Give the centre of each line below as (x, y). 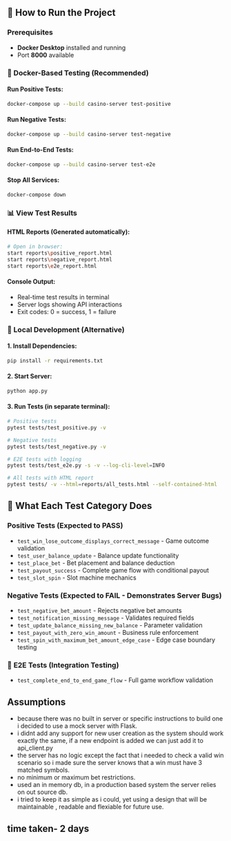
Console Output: (31, 281)
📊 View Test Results (42, 213)
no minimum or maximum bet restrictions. (76, 777)
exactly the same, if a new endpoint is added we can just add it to (110, 741)
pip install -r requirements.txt (55, 360)
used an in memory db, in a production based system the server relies (117, 785)
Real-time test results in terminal (63, 297)
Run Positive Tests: (35, 89)
